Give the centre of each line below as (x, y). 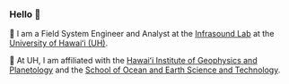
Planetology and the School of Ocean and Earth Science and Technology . (145, 70)
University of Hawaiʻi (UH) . (59, 43)
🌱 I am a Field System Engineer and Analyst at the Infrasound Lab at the (142, 34)
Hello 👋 (25, 14)
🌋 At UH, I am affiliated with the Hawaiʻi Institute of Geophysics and (133, 61)
